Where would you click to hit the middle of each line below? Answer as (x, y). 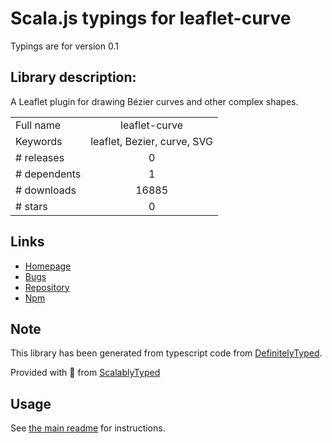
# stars (31, 206)
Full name (38, 125)
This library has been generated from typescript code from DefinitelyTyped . (166, 353)
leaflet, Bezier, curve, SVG (151, 141)
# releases (40, 157)
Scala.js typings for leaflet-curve (151, 18)
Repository (47, 287)
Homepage (48, 266)
